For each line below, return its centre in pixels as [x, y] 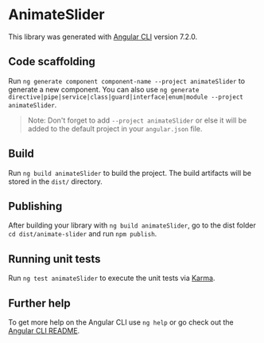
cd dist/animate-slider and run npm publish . [83, 234]
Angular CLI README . [44, 331]
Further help [40, 303]
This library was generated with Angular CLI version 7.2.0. [103, 37]
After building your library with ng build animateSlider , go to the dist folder [132, 225]
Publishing [35, 206]
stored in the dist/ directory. [56, 181]
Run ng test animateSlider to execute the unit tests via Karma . [112, 278]
